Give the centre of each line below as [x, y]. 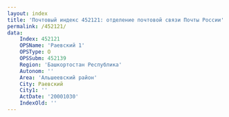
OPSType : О [35, 52]
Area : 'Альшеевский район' [58, 77]
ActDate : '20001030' [49, 97]
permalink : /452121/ [37, 26]
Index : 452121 [40, 39]
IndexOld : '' [38, 103]
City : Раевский [42, 84]
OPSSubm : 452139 [43, 58]
